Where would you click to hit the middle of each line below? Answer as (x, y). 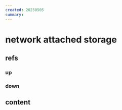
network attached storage (61, 40)
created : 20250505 (25, 10)
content (18, 102)
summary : (14, 15)
